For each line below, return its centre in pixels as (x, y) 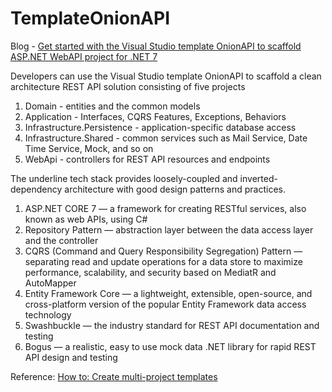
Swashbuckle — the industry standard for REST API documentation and (172, 325)
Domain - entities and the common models (112, 106)
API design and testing (71, 357)
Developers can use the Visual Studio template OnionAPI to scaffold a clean (166, 76)
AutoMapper (50, 283)
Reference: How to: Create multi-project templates (114, 376)
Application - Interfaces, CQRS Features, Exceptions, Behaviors (155, 116)
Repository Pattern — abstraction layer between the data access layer (169, 229)
